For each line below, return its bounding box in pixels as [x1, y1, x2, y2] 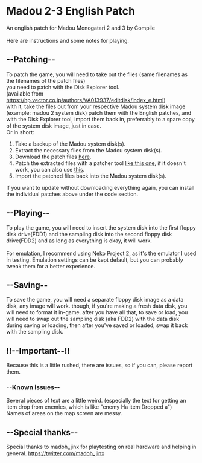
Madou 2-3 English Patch [6, 4, 136, 18]
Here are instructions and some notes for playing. [6, 37, 130, 44]
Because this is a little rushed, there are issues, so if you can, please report [6, 361, 193, 369]
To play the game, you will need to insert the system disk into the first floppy [6, 224, 196, 231]
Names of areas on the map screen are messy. [6, 410, 122, 417]
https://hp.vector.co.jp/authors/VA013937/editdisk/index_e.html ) [6, 96, 166, 103]
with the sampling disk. [6, 328, 64, 335]
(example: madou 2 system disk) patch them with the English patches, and [6, 109, 192, 116]
